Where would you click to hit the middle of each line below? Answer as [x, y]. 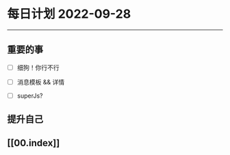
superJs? [30, 96]
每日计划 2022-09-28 [69, 14]
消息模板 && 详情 [41, 82]
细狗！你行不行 [38, 67]
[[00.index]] [34, 143]
